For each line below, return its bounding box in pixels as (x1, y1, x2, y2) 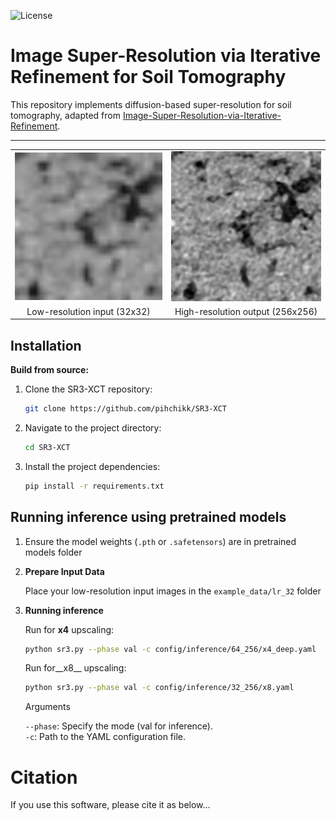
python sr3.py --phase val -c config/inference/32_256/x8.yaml (24, 683, 295, 693)
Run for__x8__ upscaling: (24, 662, 127, 674)
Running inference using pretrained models (10, 509, 287, 526)
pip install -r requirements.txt (24, 481, 165, 491)
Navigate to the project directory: (24, 422, 162, 434)
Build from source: (10, 364, 90, 376)
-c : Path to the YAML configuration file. (24, 731, 187, 743)
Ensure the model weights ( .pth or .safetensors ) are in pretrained (24, 535, 297, 547)
